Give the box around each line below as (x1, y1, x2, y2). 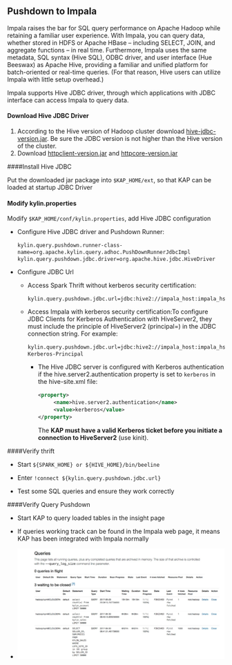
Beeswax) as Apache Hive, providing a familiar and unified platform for (7, 60, 209, 68)
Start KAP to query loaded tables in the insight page (17, 514, 166, 522)
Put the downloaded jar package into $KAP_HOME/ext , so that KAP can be (7, 176, 212, 184)
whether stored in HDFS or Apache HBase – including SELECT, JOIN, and (7, 38, 215, 47)
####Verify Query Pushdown (7, 500, 91, 508)
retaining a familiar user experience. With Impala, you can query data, (7, 31, 205, 39)
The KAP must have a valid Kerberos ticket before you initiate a (37, 426, 223, 434)
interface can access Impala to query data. (7, 96, 129, 104)
